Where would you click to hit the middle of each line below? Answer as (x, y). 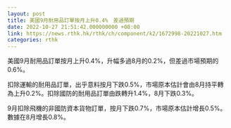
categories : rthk (33, 40)
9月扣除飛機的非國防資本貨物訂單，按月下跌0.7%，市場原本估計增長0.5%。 (117, 108)
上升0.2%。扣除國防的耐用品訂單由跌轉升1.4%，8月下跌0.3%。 (106, 94)
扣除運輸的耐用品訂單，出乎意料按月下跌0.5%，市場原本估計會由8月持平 (113, 84)
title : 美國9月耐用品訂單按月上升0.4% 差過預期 (71, 20)
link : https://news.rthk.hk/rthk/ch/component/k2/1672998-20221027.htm (114, 33)
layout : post (26, 14)
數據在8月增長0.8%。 (39, 117)
